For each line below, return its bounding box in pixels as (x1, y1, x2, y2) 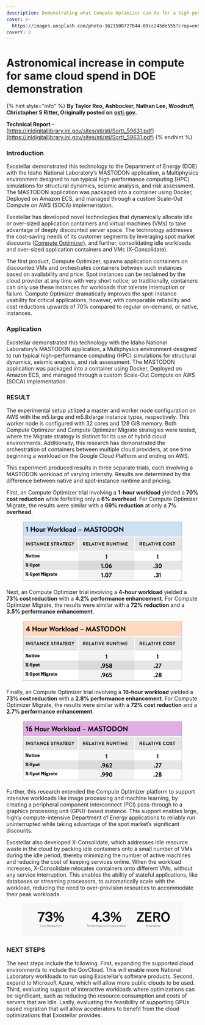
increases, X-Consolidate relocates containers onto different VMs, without (6, 864, 193, 872)
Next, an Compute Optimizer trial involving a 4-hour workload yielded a (6, 589, 187, 596)
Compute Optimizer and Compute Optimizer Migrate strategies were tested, (6, 426, 196, 433)
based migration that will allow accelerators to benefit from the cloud (6, 1005, 180, 1012)
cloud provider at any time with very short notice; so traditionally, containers (6, 277, 198, 284)
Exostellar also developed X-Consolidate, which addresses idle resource (6, 839, 188, 846)
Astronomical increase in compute (6, 56, 185, 70)
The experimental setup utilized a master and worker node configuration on (6, 407, 196, 415)
